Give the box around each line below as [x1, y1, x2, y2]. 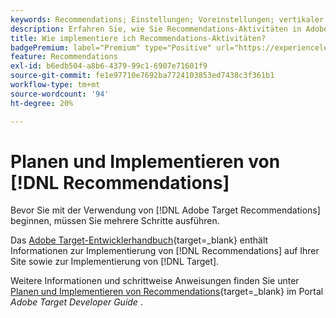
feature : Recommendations [10, 52, 118, 62]
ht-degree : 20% [10, 98, 74, 108]
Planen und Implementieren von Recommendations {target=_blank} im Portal [10, 286, 324, 298]
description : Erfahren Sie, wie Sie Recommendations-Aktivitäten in [10, 24, 302, 34]
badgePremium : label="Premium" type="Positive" [10, 42, 213, 53]
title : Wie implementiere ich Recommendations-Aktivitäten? [10, 33, 267, 43]
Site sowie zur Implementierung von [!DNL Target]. [10, 256, 220, 268]
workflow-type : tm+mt [10, 80, 101, 90]
